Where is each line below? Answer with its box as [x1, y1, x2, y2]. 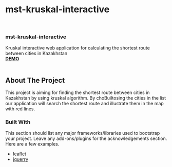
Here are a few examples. [5, 141, 60, 147]
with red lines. [5, 106, 35, 112]
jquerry [12, 156, 29, 162]
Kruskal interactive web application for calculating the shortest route [5, 45, 150, 51]
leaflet [12, 151, 27, 157]
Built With [5, 118, 31, 126]
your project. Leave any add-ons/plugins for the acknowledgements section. [5, 135, 167, 141]
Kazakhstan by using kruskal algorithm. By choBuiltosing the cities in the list [5, 95, 166, 101]
